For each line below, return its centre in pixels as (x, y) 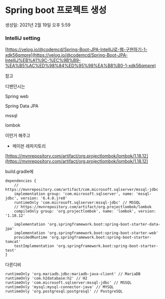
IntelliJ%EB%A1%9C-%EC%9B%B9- (43, 61)
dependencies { (21, 181)
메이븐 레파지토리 (29, 146)
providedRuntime (31, 237)
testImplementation (34, 246)
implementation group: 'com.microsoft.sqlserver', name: (74, 194)
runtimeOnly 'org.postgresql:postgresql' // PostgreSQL (64, 292)
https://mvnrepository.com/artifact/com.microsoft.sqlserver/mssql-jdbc (82, 190)
